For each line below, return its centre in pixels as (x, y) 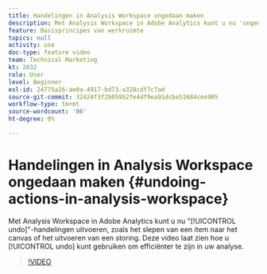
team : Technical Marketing (53, 60)
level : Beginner (35, 82)
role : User (26, 75)
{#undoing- (167, 182)
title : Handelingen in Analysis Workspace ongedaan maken (106, 15)
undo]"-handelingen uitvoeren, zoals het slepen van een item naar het (123, 229)
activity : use (32, 45)
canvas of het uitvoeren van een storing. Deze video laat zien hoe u (119, 237)
